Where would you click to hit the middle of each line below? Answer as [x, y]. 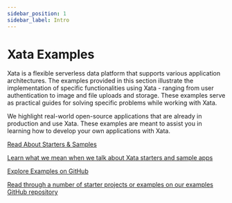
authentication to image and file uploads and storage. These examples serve [116, 96]
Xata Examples [51, 54]
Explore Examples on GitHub [48, 171]
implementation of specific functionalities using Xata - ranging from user [110, 88]
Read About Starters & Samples [52, 144]
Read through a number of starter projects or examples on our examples [110, 185]
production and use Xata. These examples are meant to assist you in [105, 124]
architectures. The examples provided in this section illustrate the [100, 81]
